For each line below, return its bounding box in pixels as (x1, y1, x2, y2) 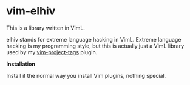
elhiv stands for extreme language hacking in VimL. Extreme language (6, 36, 182, 43)
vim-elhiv (6, 4, 56, 18)
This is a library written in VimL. (6, 24, 85, 31)
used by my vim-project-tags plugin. (6, 48, 98, 55)
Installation (6, 60, 35, 68)
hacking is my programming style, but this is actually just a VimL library (6, 42, 185, 49)
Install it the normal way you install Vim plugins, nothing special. (6, 72, 166, 79)
